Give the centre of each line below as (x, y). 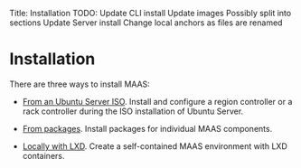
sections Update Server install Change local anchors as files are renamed (146, 23)
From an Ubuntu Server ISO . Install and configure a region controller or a (157, 101)
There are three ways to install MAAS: (80, 84)
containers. (43, 155)
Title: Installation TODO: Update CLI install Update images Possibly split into (150, 13)
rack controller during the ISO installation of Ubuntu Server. (133, 111)
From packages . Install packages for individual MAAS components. (147, 128)
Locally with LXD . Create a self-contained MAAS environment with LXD (155, 146)
